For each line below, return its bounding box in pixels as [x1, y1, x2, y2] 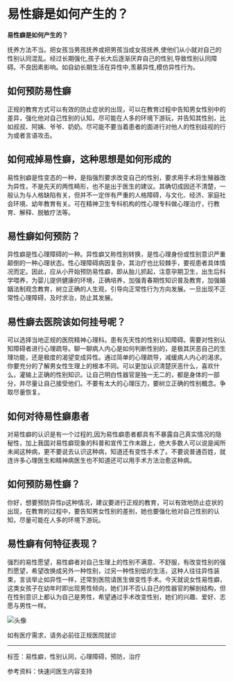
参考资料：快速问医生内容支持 [7, 667, 92, 675]
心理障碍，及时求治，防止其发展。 [19, 294, 116, 302]
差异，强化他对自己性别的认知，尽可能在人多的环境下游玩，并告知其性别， [7, 113, 220, 122]
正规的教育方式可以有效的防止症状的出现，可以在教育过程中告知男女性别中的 [7, 105, 226, 113]
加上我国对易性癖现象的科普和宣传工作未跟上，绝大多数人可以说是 [25, 439, 214, 447]
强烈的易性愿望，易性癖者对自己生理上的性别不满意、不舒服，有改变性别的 [7, 557, 220, 566]
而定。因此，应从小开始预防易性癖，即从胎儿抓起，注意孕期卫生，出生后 [12, 267, 220, 276]
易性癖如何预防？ [7, 230, 80, 242]
